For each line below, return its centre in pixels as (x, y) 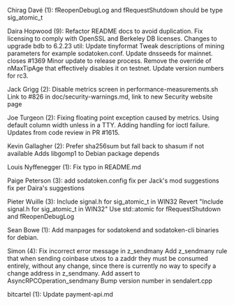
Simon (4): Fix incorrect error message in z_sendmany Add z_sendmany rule (117, 251)
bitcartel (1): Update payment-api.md (60, 294)
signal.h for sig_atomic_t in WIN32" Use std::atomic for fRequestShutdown (114, 209)
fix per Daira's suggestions (46, 188)
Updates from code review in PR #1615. (64, 133)
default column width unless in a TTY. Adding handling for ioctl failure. (109, 125)
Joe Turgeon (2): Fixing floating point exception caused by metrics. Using (113, 118)
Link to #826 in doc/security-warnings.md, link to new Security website (110, 97)
